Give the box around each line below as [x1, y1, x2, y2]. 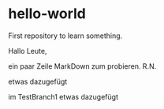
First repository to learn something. [8, 31, 123, 40]
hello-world [8, 5, 87, 23]
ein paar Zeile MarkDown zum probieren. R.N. [8, 61, 157, 71]
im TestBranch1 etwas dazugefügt [8, 92, 118, 101]
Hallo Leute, [8, 46, 47, 55]
